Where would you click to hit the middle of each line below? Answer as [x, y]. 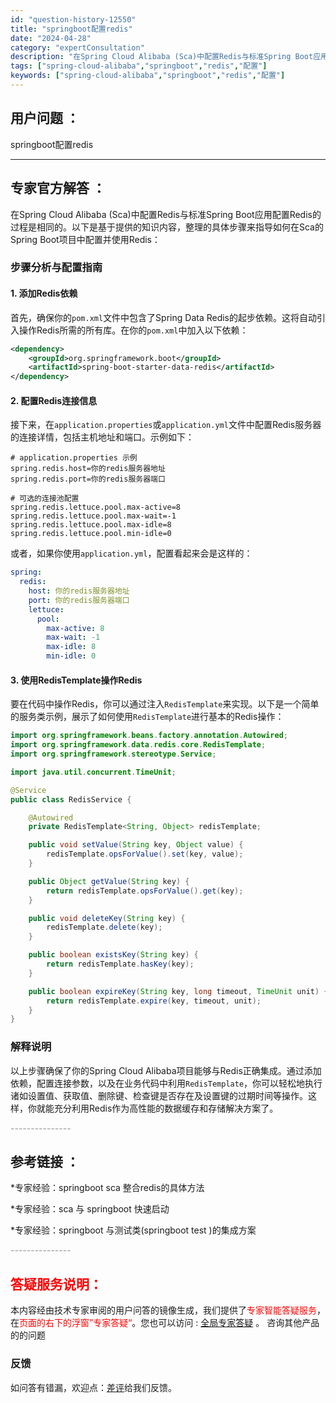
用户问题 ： [45, 118]
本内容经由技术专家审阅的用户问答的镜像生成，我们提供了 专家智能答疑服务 [163, 1310]
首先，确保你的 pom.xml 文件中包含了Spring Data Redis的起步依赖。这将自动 [164, 317]
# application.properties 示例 [74, 458]
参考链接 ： [45, 1161]
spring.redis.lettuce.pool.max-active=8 [96, 507]
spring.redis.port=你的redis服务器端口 [88, 479]
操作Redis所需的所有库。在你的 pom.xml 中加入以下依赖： [133, 330]
